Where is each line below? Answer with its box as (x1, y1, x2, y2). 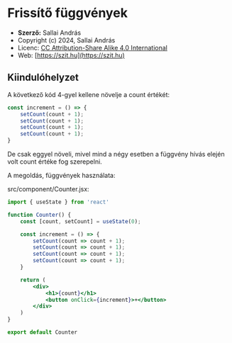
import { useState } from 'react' (7, 198, 110, 206)
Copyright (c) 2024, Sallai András (17, 35, 116, 44)
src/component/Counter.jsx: (7, 185, 90, 193)
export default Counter (7, 329, 78, 336)
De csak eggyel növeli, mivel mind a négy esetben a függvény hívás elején (7, 150, 225, 158)
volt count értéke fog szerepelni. (7, 157, 103, 166)
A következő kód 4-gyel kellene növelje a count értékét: (7, 90, 170, 99)
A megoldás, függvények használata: (7, 171, 116, 179)
